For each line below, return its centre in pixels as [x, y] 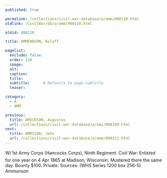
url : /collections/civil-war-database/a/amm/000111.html [70, 138]
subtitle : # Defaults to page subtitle [57, 83]
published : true [22, 10]
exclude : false [25, 55]
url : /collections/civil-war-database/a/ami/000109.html [70, 124]
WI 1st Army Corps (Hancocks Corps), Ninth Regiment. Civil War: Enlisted [80, 152]
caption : [19, 74]
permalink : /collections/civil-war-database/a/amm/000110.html [72, 19]
